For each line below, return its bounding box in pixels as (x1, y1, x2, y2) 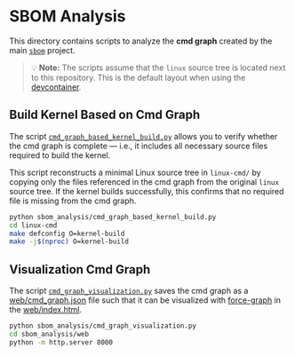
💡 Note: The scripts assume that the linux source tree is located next (30, 62, 286, 73)
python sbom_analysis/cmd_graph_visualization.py (9, 321, 197, 330)
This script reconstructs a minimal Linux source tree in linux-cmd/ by (9, 167, 261, 178)
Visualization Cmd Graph (9, 262, 151, 277)
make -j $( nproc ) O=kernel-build (9, 237, 129, 246)
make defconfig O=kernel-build (9, 229, 125, 238)
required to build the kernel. (9, 149, 111, 161)
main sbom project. (9, 44, 76, 55)
